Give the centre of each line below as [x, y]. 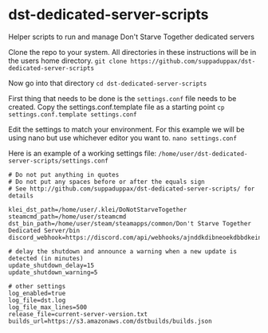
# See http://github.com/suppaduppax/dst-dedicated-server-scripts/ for [132, 189]
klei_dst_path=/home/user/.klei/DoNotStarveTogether [98, 210]
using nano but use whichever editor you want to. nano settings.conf [123, 138]
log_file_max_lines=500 [48, 307]
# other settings [37, 286]
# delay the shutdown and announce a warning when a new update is [123, 251]
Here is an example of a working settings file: [83, 153]
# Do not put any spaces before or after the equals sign [106, 182]
